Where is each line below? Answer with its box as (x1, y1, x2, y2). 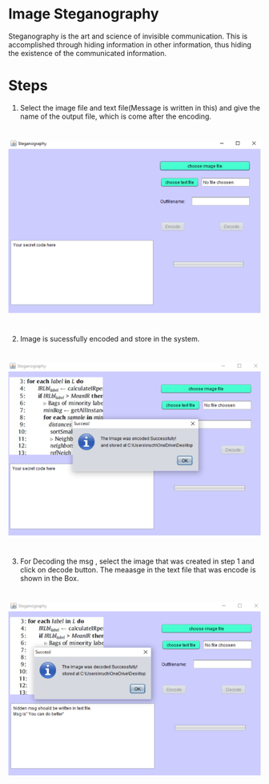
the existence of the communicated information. (8, 48, 167, 58)
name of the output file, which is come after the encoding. (19, 111, 212, 121)
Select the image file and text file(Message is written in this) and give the (19, 103, 260, 112)
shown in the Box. (19, 573, 79, 583)
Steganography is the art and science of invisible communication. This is (8, 31, 248, 41)
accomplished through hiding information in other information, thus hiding (8, 39, 252, 49)
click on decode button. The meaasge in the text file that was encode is (19, 564, 256, 574)
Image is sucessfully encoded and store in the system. (19, 333, 200, 343)
